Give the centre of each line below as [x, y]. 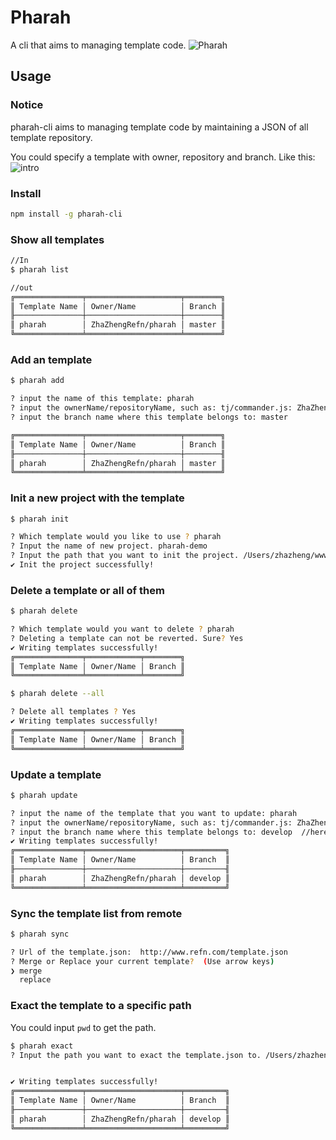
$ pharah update [44, 795]
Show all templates [57, 239]
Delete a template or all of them [87, 590]
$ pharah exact [42, 1046]
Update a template [56, 774]
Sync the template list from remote [96, 913]
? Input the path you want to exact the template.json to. [136, 1055]
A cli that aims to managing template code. [98, 45]
